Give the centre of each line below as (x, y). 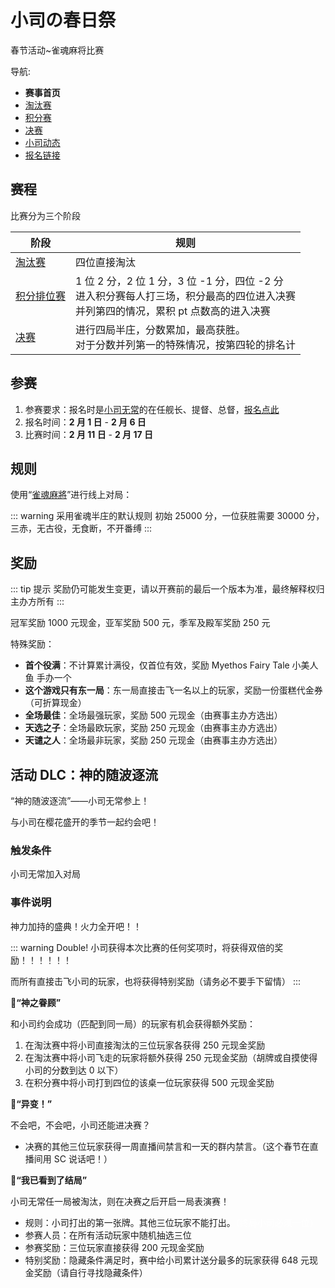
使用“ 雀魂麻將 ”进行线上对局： (71, 495)
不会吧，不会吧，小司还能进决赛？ (80, 1125)
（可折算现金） (55, 703)
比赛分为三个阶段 (45, 215)
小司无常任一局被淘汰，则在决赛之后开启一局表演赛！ (120, 1201)
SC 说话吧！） (83, 1158)
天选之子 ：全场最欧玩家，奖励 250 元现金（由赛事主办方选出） (153, 728)
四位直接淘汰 (106, 262)
